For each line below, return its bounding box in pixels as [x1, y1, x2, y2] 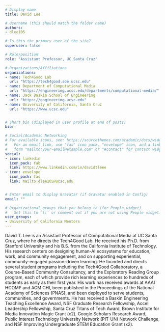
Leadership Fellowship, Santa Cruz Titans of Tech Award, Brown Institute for [5, 305, 160, 311]
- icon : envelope [5, 170, 41, 175]
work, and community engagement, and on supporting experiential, [5, 253, 141, 259]
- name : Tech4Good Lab [5, 75, 52, 80]
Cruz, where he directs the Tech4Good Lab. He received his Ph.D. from [5, 238, 149, 244]
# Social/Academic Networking [5, 133, 67, 138]
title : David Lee [5, 12, 41, 17]
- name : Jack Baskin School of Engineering [5, 93, 96, 98]
